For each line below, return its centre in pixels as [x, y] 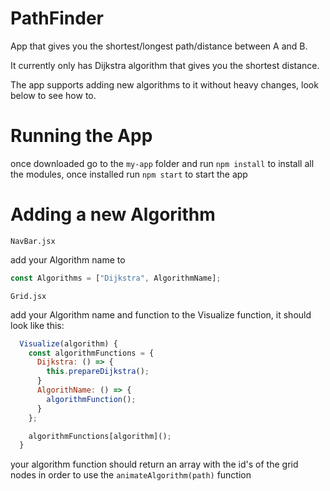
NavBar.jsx [33, 241]
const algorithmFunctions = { [91, 353]
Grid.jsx [28, 296]
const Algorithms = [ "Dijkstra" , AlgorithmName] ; [116, 278]
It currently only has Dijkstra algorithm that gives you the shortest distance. [165, 65]
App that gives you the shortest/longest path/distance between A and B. [159, 46]
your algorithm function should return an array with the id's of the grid [154, 464]
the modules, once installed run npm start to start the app [129, 174]
